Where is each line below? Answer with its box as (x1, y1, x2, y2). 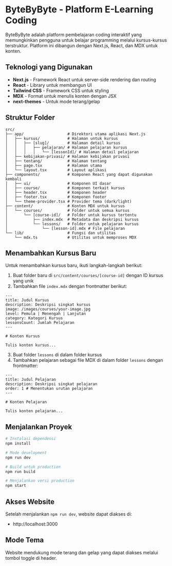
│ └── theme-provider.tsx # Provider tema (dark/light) (5, 199, 132, 204)
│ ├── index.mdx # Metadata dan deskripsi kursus (5, 217, 139, 222)
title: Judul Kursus (5, 298, 50, 303)
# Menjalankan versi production (5, 478, 74, 484)
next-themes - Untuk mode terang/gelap (12, 98, 100, 104)
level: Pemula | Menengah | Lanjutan (5, 311, 86, 317)
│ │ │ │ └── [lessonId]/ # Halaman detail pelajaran (5, 149, 139, 155)
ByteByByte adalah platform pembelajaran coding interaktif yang (5, 31, 142, 38)
